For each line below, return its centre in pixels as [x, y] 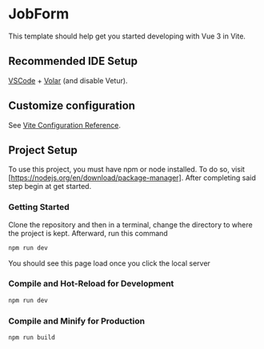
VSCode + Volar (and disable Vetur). [68, 80]
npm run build [32, 338]
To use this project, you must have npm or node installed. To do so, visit [127, 170]
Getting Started [39, 207]
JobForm [39, 14]
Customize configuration [72, 106]
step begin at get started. [50, 187]
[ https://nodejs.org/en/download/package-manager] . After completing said [132, 178]
